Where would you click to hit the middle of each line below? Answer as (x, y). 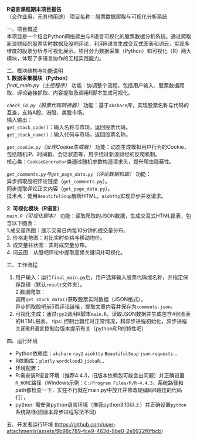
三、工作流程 (22, 265)
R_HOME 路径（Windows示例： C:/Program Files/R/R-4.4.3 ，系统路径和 (99, 383)
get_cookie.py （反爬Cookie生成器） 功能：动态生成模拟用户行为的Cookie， (98, 147)
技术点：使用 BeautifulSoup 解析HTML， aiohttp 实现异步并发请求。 (86, 196)
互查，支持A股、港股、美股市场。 (47, 112)
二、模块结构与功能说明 (35, 71)
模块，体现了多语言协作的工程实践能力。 (55, 58)
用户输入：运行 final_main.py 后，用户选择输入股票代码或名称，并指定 (99, 277)
